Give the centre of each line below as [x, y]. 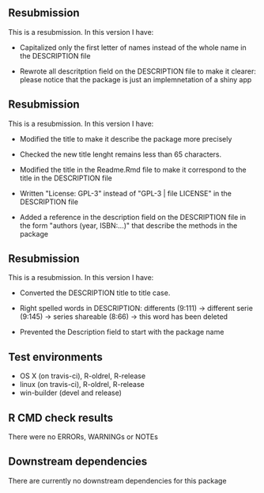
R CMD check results [61, 417]
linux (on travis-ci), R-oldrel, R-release [82, 385]
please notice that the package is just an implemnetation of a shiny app [136, 79]
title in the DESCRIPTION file [66, 178]
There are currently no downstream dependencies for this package [117, 480]
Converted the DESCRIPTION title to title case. [95, 293]
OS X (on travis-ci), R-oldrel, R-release [83, 376]
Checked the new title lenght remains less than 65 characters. [121, 154]
